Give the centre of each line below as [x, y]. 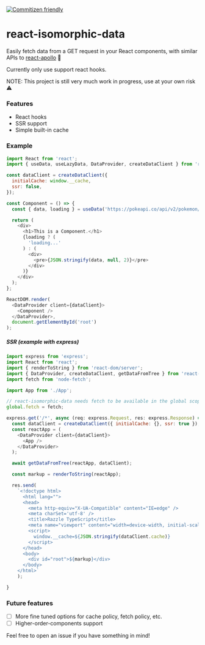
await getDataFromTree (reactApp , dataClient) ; [72, 463]
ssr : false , [27, 187]
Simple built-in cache [42, 130]
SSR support [31, 124]
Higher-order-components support [59, 624]
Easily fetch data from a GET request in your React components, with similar [102, 51]
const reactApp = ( [37, 429]
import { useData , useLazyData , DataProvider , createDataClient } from [99, 164]
